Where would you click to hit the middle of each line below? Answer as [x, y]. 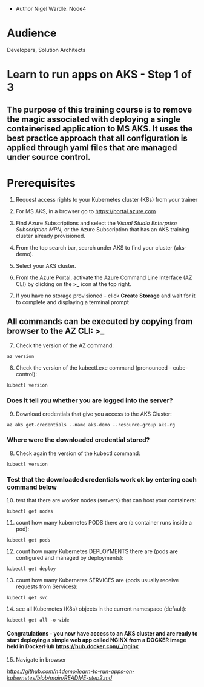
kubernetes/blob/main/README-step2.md [60, 678]
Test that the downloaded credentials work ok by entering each [102, 479]
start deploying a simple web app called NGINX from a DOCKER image [97, 640]
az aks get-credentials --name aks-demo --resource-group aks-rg [91, 425]
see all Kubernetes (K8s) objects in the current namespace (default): [101, 609]
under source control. [49, 157]
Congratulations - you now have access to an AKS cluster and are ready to [102, 633]
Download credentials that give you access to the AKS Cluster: [94, 414]
